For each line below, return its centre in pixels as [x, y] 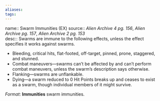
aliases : [14, 10]
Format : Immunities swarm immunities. [45, 94]
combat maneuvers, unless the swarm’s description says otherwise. [81, 69]
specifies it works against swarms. [40, 44]
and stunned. [26, 58]
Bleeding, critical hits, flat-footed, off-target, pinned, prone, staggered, [84, 53]
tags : [11, 14]
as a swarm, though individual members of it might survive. [72, 84]
